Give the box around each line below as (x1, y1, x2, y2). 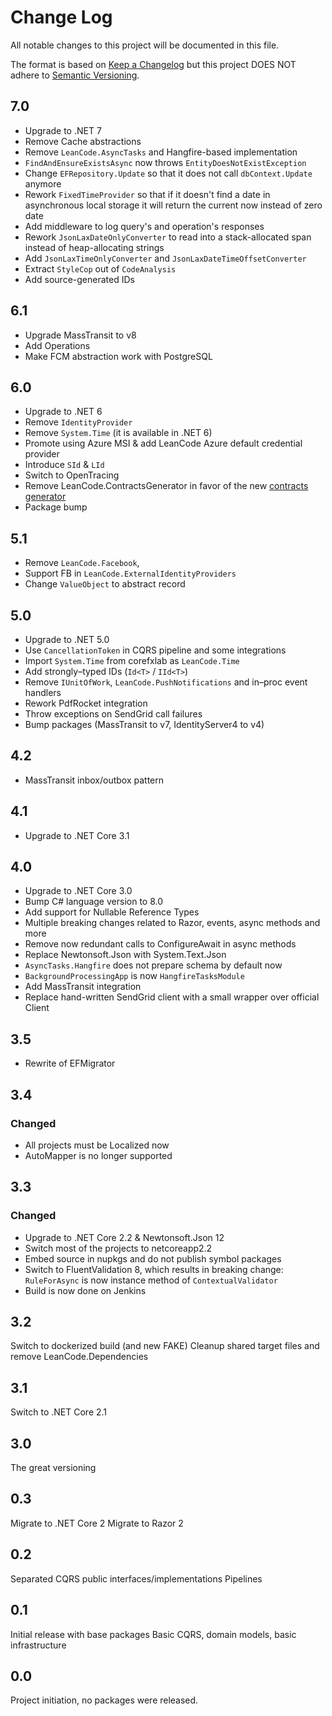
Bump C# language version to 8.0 (24, 896, 164, 908)
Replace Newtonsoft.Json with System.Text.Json (24, 949, 227, 961)
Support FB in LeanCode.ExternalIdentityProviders (24, 567, 237, 580)
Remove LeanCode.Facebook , (24, 557, 140, 569)
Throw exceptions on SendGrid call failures (24, 708, 203, 720)
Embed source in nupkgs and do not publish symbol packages (24, 1252, 282, 1265)
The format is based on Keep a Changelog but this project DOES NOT (10, 58, 297, 70)
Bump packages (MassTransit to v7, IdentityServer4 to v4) (24, 719, 265, 730)
